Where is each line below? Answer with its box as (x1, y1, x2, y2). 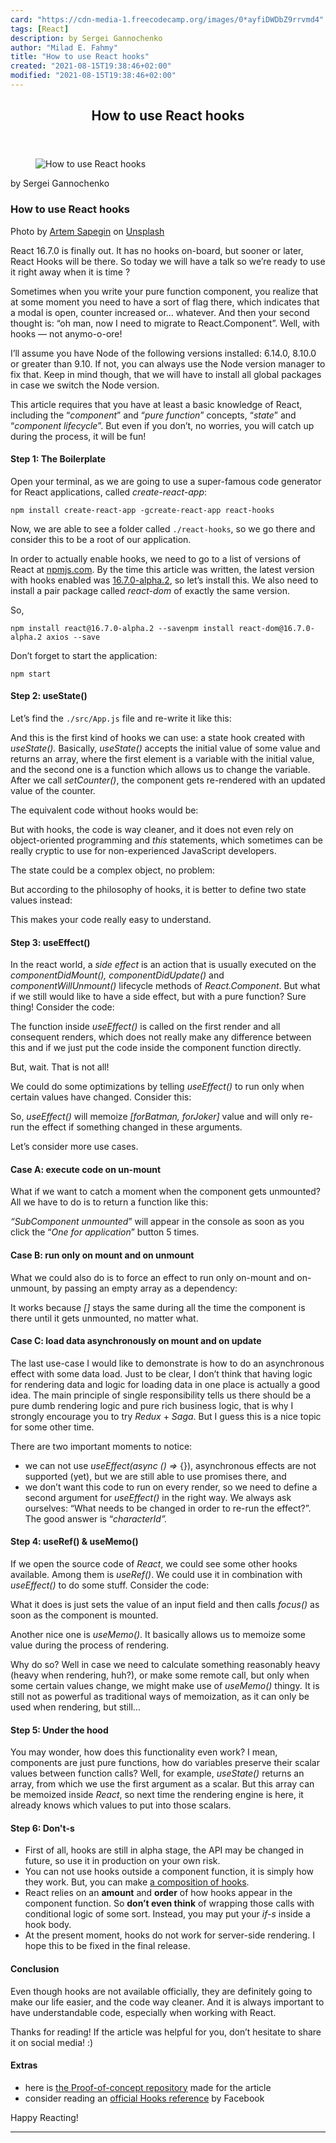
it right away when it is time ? (10, 266, 131, 278)
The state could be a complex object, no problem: (10, 864, 216, 876)
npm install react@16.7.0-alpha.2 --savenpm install (10, 623, 235, 633)
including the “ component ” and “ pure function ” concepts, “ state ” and (10, 409, 297, 421)
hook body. (24, 1919, 72, 1931)
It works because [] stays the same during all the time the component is (10, 1301, 306, 1313)
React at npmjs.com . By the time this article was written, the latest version (10, 563, 315, 575)
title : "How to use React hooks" (10, 52, 150, 62)
